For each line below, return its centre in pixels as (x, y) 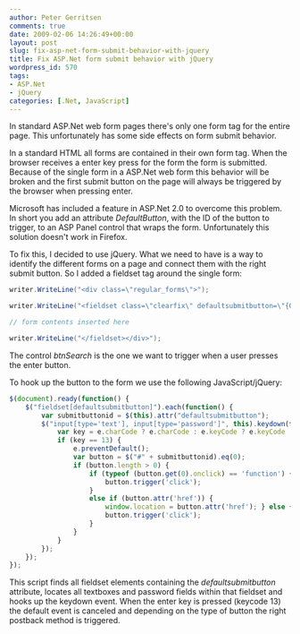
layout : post (33, 43)
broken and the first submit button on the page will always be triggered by (146, 182)
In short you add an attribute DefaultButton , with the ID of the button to (139, 218)
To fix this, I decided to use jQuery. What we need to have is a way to (136, 254)
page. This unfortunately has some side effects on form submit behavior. (143, 136)
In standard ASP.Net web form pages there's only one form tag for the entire (150, 126)
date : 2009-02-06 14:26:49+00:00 (71, 34)
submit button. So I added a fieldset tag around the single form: (126, 273)
